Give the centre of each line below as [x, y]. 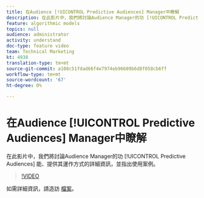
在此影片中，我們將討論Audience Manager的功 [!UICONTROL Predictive [96, 156]
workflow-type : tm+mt [34, 74]
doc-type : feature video [38, 46]
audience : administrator [38, 35]
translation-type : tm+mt [38, 63]
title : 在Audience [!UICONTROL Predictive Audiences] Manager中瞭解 [93, 12]
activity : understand [34, 40]
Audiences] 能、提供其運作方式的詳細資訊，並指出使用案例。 [83, 164]
